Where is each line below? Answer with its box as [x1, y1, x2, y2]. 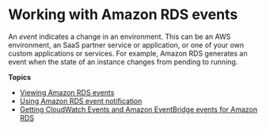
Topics [8, 72, 32, 82]
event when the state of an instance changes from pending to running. [8, 57, 238, 67]
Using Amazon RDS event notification [19, 96, 142, 105]
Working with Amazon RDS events [8, 6, 238, 24]
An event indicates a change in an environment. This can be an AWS [8, 32, 231, 41]
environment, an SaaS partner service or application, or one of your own [8, 40, 245, 49]
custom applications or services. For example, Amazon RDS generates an [8, 48, 248, 58]
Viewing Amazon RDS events [19, 87, 115, 97]
